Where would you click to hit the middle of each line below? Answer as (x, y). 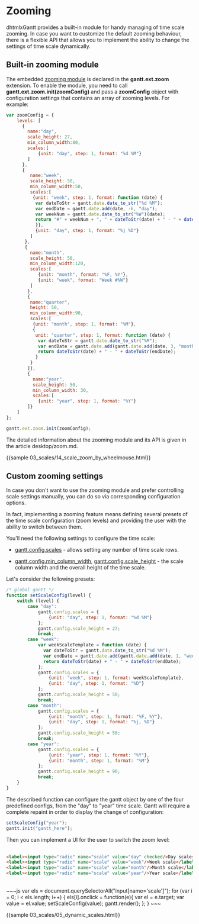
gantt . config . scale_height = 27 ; (79, 629)
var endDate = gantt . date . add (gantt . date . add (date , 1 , (113, 656)
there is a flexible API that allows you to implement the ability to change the (98, 40)
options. (16, 503)
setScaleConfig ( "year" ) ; (37, 823)
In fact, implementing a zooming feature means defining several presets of (97, 514)
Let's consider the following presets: (51, 579)
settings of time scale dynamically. (48, 46)
